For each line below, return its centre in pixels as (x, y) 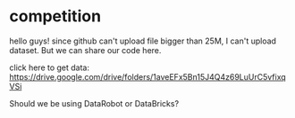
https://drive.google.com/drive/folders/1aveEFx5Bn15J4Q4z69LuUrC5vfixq (147, 76)
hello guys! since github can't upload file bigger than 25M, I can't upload (143, 41)
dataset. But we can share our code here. (85, 50)
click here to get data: (49, 67)
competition (55, 16)
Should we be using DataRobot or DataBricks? (94, 103)
